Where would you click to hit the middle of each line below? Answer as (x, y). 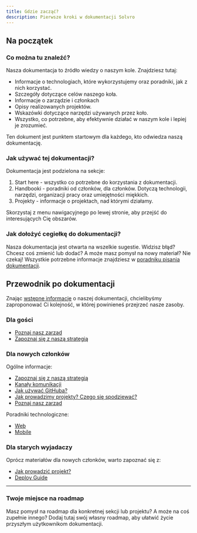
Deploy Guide (31, 478)
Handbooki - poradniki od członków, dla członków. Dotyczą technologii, (101, 189)
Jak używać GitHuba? (41, 391)
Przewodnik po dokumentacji (61, 284)
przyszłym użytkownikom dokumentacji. (55, 524)
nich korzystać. (33, 88)
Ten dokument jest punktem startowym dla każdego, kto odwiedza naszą (94, 137)
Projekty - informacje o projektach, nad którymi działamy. (84, 201)
